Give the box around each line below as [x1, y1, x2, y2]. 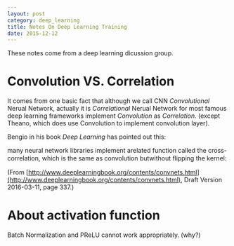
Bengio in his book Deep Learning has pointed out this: [7, 132, 167, 141]
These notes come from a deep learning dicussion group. [7, 49, 174, 57]
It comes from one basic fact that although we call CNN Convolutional [7, 97, 210, 105]
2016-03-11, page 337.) [7, 183, 74, 191]
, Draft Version [180, 176, 223, 184]
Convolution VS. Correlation [7, 74, 174, 90]
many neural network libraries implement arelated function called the [7, 146, 207, 155]
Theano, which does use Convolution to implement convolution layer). [7, 119, 210, 128]
